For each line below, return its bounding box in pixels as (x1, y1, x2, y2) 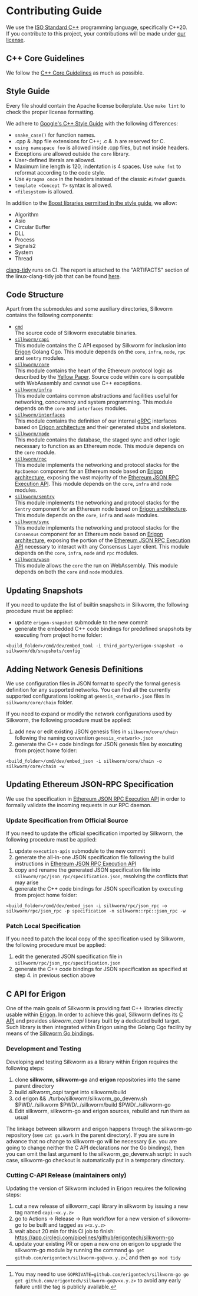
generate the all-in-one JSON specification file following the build (14, 854, 174, 861)
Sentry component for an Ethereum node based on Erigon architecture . (14, 505, 187, 512)
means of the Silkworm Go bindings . (6, 1030, 94, 1037)
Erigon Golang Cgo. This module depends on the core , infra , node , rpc (14, 348, 186, 356)
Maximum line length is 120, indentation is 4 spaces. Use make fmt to (14, 163, 181, 170)
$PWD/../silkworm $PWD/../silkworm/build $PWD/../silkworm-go (14, 1101, 171, 1108)
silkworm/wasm (14, 557, 49, 563)
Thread (14, 254, 32, 262)
